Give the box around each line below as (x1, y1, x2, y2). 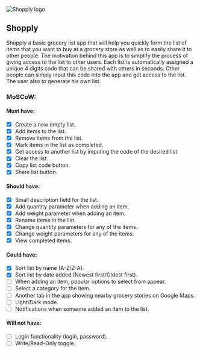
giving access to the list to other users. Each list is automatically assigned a (6, 58, 194, 66)
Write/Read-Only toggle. (14, 339, 76, 346)
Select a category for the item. (14, 285, 91, 292)
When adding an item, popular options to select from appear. (14, 278, 166, 286)
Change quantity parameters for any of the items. (14, 223, 138, 230)
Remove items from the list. (14, 134, 83, 142)
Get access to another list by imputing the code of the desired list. (14, 148, 179, 155)
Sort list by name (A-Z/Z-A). (14, 264, 84, 272)
